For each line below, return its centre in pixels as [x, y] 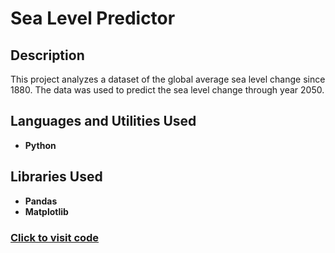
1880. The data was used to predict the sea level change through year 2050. [167, 90]
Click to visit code [55, 237]
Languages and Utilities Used [103, 121]
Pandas [41, 201]
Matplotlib [46, 211]
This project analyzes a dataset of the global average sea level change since [168, 79]
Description [47, 55]
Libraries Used [56, 177]
